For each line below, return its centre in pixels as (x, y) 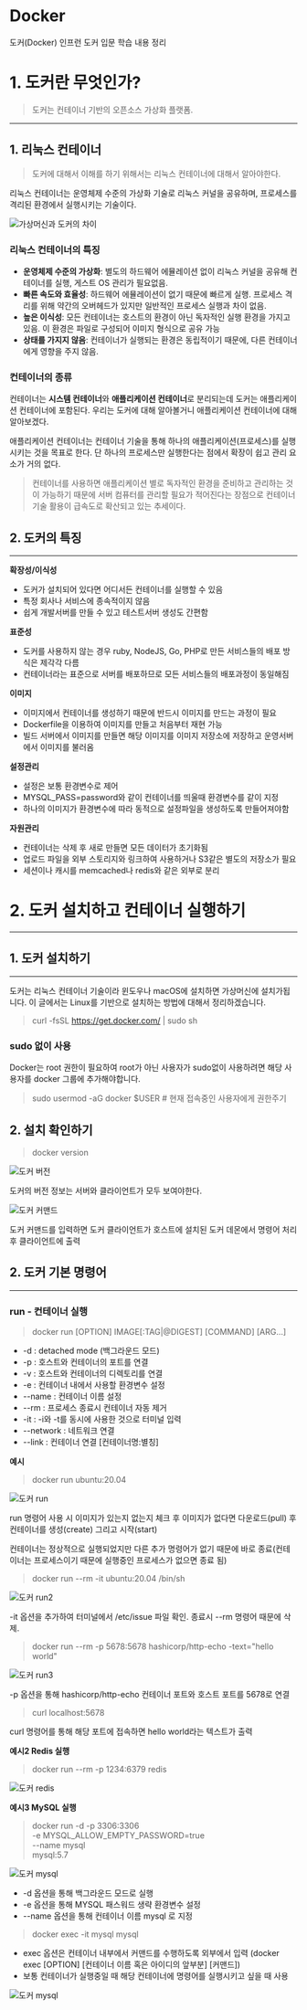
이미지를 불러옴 (67, 747)
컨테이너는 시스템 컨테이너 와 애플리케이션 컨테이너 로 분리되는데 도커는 (134, 399)
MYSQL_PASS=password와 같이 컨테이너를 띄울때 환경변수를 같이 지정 (150, 798)
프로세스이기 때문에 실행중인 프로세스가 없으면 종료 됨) (130, 1560)
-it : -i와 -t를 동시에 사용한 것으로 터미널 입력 (102, 1419)
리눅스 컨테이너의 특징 (55, 249)
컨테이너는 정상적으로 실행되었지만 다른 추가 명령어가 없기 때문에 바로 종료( (143, 1549)
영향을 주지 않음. (69, 351)
